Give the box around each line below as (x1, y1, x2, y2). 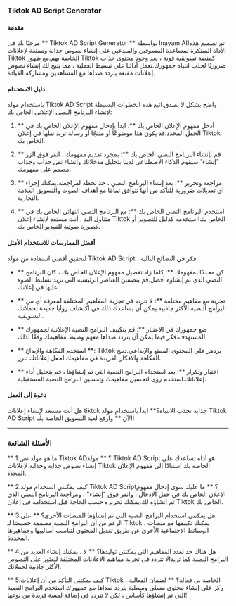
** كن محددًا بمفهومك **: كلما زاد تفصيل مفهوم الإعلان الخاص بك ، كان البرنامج (17, 267, 225, 276)
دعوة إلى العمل (7, 391, 47, 399)
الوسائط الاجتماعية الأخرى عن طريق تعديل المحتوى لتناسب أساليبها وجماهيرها (7, 526, 209, 535)
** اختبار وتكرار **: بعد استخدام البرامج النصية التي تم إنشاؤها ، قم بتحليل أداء (17, 367, 219, 375)
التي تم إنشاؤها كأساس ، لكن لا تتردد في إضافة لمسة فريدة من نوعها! (7, 591, 188, 600)
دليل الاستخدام (7, 84, 46, 93)
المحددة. (7, 534, 30, 542)
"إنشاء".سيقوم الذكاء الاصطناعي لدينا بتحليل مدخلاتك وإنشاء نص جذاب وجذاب (17, 158, 220, 166)
